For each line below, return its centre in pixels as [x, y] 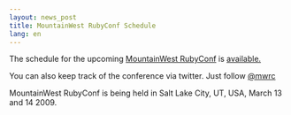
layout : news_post [43, 17]
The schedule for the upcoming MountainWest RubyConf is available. [135, 59]
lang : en [25, 34]
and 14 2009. [33, 103]
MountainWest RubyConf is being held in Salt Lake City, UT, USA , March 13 [146, 93]
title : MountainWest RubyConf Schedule [83, 26]
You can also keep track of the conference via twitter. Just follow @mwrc [142, 76]
